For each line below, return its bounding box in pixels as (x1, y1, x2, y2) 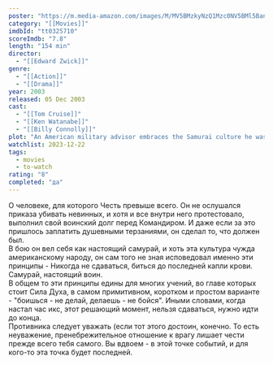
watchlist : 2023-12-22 (8, 140, 85, 149)
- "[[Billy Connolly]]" (15, 125, 96, 133)
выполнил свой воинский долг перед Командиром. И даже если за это (8, 217, 256, 228)
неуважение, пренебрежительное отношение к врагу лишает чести (8, 330, 245, 340)
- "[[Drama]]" (15, 80, 63, 88)
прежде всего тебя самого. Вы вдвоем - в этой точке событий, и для (8, 338, 249, 348)
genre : (8, 65, 31, 73)
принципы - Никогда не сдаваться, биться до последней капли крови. (8, 261, 253, 271)
